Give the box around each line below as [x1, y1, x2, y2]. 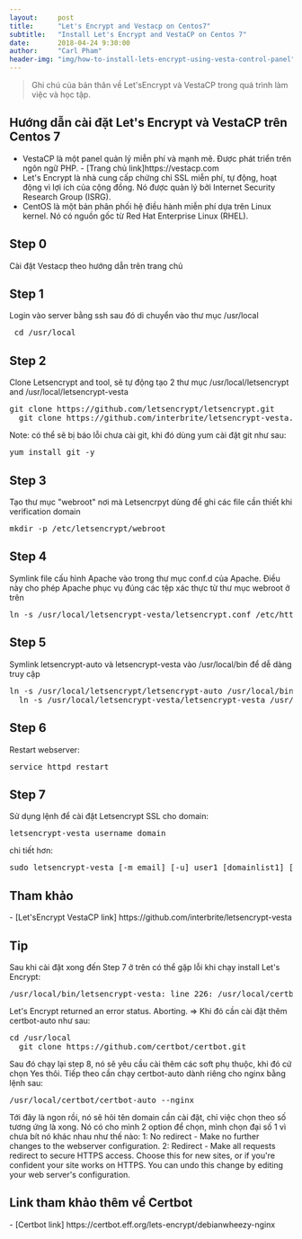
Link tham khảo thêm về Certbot [9, 1195, 193, 1210]
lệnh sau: [9, 1077, 43, 1088]
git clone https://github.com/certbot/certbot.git [18, 1041, 247, 1052]
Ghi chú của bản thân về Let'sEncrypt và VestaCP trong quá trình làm [31, 80, 289, 90]
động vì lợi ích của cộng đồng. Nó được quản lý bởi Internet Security [22, 182, 276, 192]
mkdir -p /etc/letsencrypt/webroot [9, 523, 166, 534]
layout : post [9, 13, 75, 22]
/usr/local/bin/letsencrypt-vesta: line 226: [9, 988, 214, 999]
